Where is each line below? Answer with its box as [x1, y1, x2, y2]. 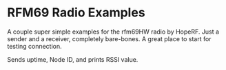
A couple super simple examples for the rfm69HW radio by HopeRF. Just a [7, 27, 219, 36]
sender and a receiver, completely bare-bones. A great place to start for [7, 34, 212, 43]
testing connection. [7, 42, 62, 50]
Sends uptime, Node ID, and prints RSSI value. [7, 55, 138, 63]
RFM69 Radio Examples [7, 5, 146, 21]
